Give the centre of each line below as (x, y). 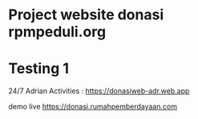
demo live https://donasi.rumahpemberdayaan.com (93, 107)
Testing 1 (39, 69)
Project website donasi (86, 15)
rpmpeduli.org (57, 32)
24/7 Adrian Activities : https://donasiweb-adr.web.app (99, 91)
